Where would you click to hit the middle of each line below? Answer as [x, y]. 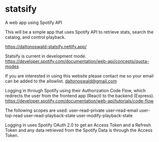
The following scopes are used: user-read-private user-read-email [72, 110]
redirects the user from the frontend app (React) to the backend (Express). [80, 96]
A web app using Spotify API [34, 22]
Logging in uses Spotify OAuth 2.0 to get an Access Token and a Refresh [78, 125]
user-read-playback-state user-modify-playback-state [78, 115]
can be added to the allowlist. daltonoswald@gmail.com [61, 81]
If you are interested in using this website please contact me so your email [79, 76]
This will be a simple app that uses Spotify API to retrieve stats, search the [79, 32]
